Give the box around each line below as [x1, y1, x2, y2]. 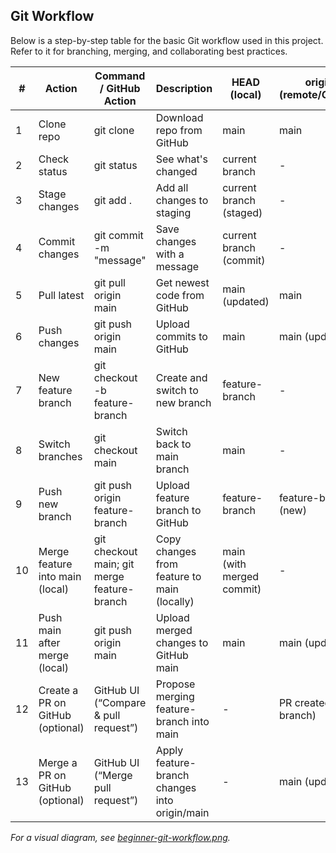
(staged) [222, 205, 263, 219]
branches [38, 449, 83, 463]
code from [155, 288, 205, 302]
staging [155, 205, 192, 219]
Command [94, 69, 146, 83]
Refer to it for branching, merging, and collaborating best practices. [10, 45, 288, 57]
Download [155, 110, 204, 124]
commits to [155, 329, 208, 343]
